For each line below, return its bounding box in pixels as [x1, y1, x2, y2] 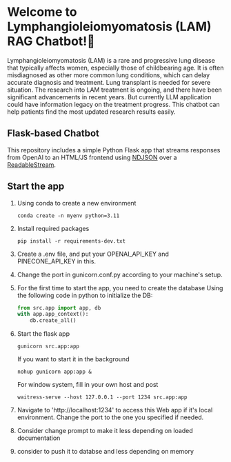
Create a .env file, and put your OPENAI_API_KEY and [17, 250, 169, 258]
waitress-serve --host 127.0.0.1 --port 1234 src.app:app [17, 394, 188, 401]
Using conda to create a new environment [17, 199, 137, 207]
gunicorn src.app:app [17, 343, 79, 350]
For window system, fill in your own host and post [17, 381, 159, 389]
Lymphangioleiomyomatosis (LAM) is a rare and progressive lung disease [7, 56, 215, 64]
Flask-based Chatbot [7, 128, 100, 139]
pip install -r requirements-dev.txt [17, 237, 126, 245]
